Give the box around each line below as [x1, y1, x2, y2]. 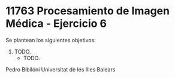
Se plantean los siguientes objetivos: [5, 36, 96, 43]
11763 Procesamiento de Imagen [5, 4, 170, 18]
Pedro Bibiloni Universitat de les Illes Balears [5, 65, 116, 73]
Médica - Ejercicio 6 [5, 17, 107, 30]
